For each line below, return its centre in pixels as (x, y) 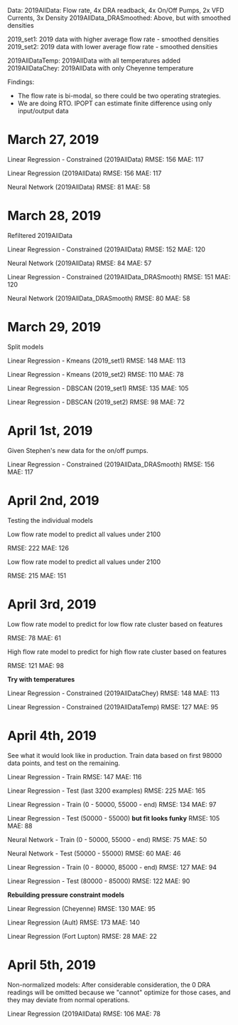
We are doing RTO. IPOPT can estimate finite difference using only (115, 103)
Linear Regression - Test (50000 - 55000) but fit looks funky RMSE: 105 (114, 818)
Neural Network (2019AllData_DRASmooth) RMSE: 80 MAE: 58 (99, 298)
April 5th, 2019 (52, 965)
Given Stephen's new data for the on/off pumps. (78, 450)
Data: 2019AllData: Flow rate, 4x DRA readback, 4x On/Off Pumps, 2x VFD (116, 10)
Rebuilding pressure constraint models (66, 895)
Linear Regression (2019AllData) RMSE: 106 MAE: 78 (84, 1014)
